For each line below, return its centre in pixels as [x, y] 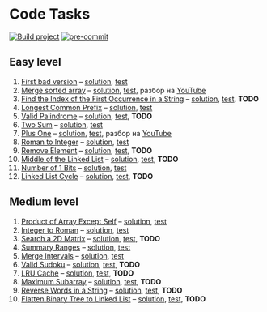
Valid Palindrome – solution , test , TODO [87, 116]
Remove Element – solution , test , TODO [87, 150]
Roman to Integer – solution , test [75, 142]
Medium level [44, 202]
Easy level [35, 62]
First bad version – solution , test [74, 81]
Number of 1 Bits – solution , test [74, 168]
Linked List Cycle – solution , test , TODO [87, 176]
